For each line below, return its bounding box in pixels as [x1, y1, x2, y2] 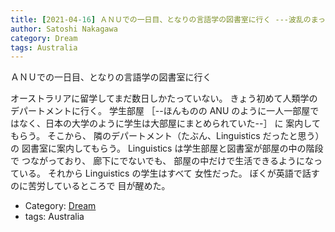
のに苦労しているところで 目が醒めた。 [10, 180, 171, 192]
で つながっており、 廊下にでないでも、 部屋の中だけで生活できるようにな [10, 155, 315, 167]
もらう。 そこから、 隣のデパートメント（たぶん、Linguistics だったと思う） [10, 130, 325, 142]
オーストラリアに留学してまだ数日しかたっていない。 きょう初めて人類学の [10, 92, 318, 105]
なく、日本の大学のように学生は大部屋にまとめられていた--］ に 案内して [18, 117, 321, 130]
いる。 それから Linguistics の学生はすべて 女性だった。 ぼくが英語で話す [18, 167, 320, 180]
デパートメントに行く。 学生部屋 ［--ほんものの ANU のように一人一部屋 [10, 105, 311, 117]
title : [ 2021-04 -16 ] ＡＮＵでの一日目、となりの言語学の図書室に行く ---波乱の [10, 14, 312, 25]
